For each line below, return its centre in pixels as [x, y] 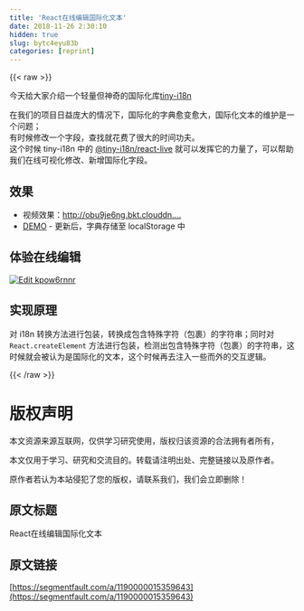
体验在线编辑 [45, 257]
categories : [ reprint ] [52, 52]
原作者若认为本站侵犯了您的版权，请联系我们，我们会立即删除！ [128, 479]
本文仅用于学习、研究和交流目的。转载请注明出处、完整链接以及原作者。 [144, 460]
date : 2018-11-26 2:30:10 [58, 26]
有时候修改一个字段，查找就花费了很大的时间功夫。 [104, 137]
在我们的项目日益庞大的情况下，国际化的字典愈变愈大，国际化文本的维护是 [148, 115]
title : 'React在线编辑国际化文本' [68, 18]
